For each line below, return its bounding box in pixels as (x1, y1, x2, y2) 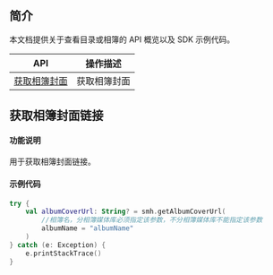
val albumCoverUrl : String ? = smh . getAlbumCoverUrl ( (25, 207, 226, 217)
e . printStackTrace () (25, 249, 102, 258)
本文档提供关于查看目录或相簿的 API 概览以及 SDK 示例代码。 (9, 34, 235, 45)
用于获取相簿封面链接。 (9, 156, 96, 168)
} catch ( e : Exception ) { (9, 240, 106, 249)
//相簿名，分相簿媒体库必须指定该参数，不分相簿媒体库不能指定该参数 (41, 216, 263, 225)
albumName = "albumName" (41, 224, 134, 233)
